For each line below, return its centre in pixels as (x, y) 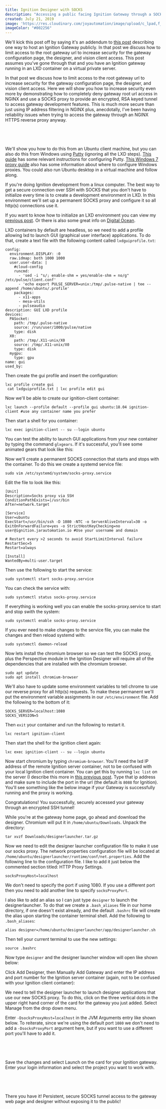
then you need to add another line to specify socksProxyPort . (67, 890)
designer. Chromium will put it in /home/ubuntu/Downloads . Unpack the (76, 822)
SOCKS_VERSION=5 (22, 716)
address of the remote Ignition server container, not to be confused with (79, 766)
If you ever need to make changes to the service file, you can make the (77, 630)
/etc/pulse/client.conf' (31, 280)
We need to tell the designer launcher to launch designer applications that (80, 992)
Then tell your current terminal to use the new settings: (61, 939)
